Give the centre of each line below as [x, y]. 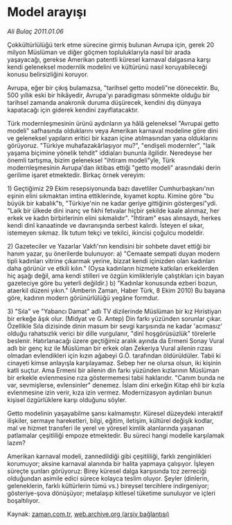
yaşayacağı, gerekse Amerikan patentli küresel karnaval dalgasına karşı [109, 59]
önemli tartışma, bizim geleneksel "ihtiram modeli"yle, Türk [91, 160]
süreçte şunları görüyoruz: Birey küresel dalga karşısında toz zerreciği [107, 471]
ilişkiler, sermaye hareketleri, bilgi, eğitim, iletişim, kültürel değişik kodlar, [110, 420]
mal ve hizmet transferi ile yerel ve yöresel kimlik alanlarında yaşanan [106, 428]
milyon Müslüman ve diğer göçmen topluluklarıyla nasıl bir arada [99, 52]
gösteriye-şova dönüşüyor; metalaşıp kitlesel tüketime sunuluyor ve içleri [111, 493]
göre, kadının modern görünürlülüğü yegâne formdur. [83, 298]
